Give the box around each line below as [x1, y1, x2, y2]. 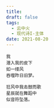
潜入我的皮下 [6, 60, 33, 66]
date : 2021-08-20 [6, 36, 49, 42]
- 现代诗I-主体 [11, 31, 44, 37]
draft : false [6, 14, 38, 20]
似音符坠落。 [6, 97, 33, 103]
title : [6, 8, 22, 15]
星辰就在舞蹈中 [6, 90, 37, 96]
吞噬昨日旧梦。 [6, 72, 37, 78]
